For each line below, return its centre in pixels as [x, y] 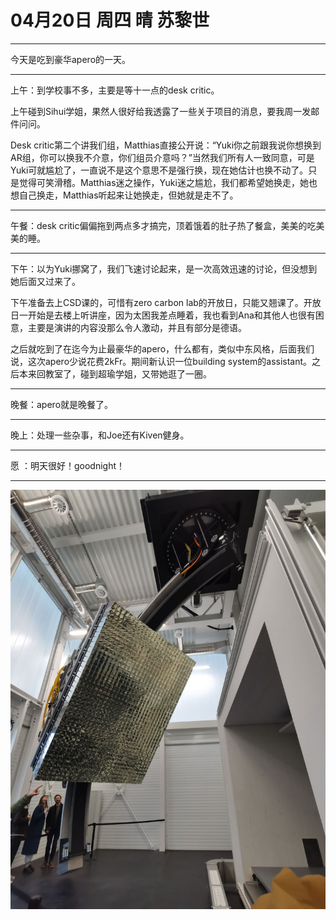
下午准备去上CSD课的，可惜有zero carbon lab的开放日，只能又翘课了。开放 [166, 302]
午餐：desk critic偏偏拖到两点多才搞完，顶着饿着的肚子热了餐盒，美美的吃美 [167, 225]
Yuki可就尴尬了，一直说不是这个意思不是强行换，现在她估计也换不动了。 [159, 170]
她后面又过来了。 [45, 281]
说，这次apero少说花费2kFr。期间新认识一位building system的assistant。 [161, 361]
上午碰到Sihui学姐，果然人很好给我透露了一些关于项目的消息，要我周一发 [161, 111]
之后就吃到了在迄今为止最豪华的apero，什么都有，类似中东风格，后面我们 [162, 348]
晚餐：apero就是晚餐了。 [62, 404]
